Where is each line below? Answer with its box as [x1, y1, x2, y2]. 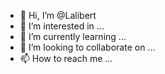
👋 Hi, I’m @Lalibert [19, 10, 97, 21]
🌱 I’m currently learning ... [19, 31, 127, 42]
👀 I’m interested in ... [19, 20, 105, 32]
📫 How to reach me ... [19, 53, 113, 64]
